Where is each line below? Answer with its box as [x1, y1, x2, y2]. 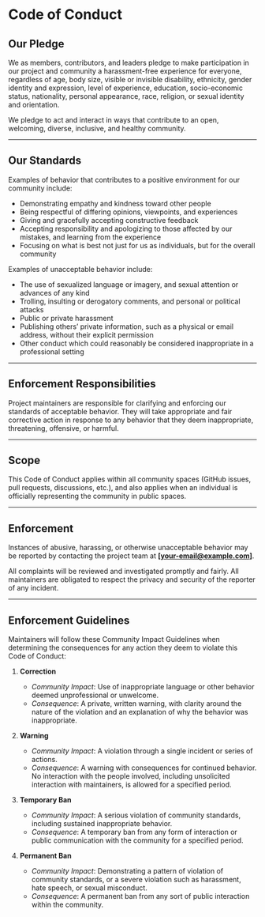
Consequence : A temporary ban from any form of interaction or [31, 828, 238, 837]
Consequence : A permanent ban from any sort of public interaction [31, 892, 250, 901]
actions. [31, 755, 58, 764]
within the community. [31, 900, 104, 910]
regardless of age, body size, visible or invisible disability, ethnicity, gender [8, 75, 252, 84]
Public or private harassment [19, 313, 114, 323]
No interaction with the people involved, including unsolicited [31, 772, 230, 781]
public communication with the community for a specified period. [31, 836, 244, 845]
